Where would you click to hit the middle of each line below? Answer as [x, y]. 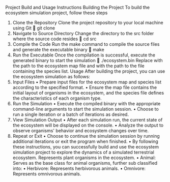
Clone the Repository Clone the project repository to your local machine [88, 23]
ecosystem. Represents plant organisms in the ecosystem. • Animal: [84, 158]
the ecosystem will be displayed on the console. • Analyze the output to [88, 125]
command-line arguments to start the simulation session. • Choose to [86, 109]
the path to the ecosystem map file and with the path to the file [79, 66]
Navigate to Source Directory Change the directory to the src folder [83, 33]
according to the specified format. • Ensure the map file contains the [84, 87]
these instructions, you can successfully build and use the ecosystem [86, 147]
